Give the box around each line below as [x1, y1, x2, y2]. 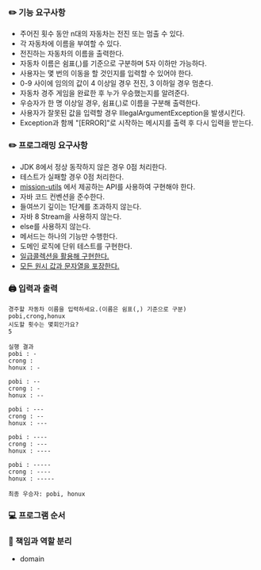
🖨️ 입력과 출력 [8, 283, 58, 294]
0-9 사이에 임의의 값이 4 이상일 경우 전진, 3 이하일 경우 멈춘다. [19, 78, 214, 88]
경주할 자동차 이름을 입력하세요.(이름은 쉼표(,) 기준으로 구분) [8, 305, 187, 313]
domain [19, 554, 45, 564]
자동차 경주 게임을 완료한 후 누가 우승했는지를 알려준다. [19, 89, 190, 98]
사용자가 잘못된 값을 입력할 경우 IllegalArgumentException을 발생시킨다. [19, 109, 246, 118]
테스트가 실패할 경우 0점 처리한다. [19, 172, 125, 182]
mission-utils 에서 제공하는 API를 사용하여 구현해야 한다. [19, 182, 196, 191]
